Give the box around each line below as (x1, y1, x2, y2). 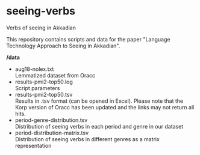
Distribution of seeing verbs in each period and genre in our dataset (14, 123, 184, 130)
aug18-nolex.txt (14, 65, 54, 73)
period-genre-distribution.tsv (14, 116, 88, 124)
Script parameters (14, 84, 60, 91)
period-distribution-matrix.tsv (14, 129, 89, 136)
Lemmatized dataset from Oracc (14, 71, 96, 79)
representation (14, 142, 52, 149)
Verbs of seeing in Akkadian (6, 24, 77, 31)
